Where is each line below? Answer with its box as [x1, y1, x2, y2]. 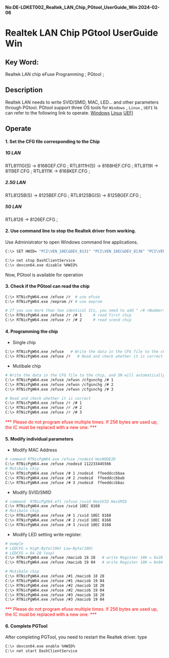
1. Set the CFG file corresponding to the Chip [5, 138, 100, 144]
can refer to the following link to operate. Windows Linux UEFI [5, 110, 133, 116]
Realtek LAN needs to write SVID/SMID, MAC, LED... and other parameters [5, 99, 159, 105]
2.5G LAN [5, 180, 26, 186]
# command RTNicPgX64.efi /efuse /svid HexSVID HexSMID [5, 499, 127, 504]
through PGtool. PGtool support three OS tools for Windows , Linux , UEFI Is [5, 104, 158, 110]
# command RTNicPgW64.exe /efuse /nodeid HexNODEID [5, 457, 116, 462]
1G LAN [5, 150, 21, 156]
